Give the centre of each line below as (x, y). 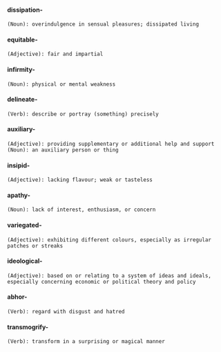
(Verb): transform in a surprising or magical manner (86, 342)
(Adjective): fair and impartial (55, 54)
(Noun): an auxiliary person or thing (63, 150)
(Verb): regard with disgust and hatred (66, 312)
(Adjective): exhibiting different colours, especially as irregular (109, 240)
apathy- (19, 195)
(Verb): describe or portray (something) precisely (83, 114)
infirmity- (21, 70)
